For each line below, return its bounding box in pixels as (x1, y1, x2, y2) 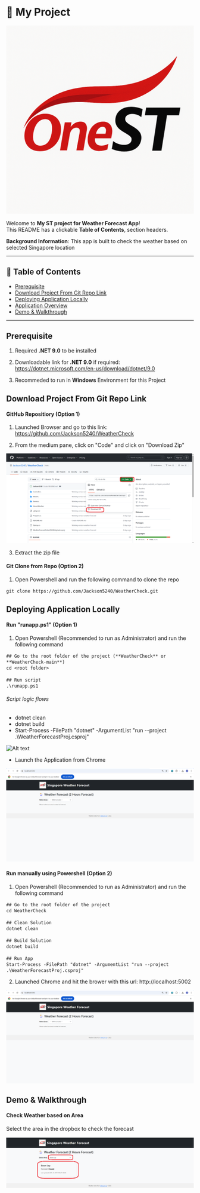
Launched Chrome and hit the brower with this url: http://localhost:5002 (14, 978, 192, 985)
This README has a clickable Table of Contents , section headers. (6, 226, 168, 233)
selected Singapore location (6, 244, 75, 251)
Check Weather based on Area (6, 1112, 84, 1119)
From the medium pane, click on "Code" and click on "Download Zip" (14, 441, 185, 449)
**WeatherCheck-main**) (6, 659, 65, 665)
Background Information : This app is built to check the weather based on (6, 237, 187, 244)
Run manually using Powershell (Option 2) (6, 869, 112, 877)
